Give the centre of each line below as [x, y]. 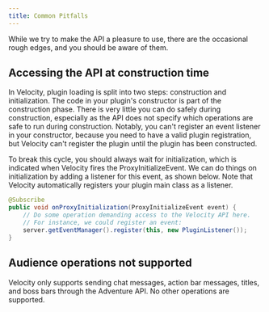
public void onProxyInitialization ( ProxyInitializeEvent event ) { [122, 208]
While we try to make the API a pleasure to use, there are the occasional [128, 39]
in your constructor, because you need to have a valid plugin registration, [130, 135]
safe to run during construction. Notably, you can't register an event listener [134, 127]
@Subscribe [27, 200]
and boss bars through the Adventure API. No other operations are [119, 291]
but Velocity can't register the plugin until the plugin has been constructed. [133, 144]
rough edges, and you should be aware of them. [88, 47]
